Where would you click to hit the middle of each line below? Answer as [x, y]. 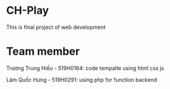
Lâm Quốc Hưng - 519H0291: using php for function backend [82, 79]
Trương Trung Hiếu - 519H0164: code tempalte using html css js [85, 68]
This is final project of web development [56, 27]
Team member [43, 51]
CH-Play [28, 11]
